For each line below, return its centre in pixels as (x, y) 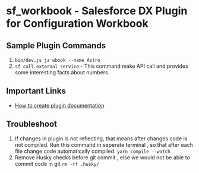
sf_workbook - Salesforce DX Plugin (97, 11)
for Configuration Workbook (77, 23)
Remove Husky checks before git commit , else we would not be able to (102, 157)
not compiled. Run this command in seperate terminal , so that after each (104, 144)
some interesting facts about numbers (61, 72)
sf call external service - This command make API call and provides (101, 66)
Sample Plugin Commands (56, 45)
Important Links (36, 91)
